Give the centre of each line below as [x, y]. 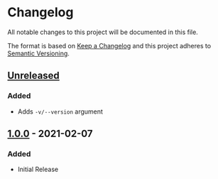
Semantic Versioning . [38, 53]
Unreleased [34, 76]
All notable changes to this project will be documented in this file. [103, 32]
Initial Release [38, 169]
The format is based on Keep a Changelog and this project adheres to [109, 45]
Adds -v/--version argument [60, 112]
